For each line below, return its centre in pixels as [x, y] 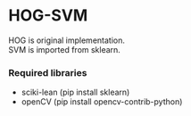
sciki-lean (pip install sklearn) [75, 92]
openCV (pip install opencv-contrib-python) [102, 102]
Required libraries [48, 72]
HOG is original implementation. [67, 40]
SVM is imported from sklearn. [65, 49]
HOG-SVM [48, 16]
